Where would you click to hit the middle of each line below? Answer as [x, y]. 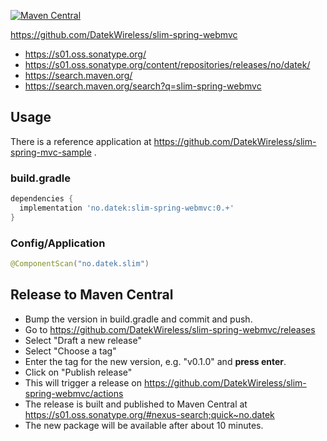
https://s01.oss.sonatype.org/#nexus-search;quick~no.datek [149, 414]
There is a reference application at [81, 141]
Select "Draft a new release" [83, 340]
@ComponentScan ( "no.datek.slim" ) [80, 264]
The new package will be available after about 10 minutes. [144, 425]
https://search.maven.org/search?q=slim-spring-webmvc [143, 86]
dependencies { [42, 199]
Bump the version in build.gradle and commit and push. [138, 319]
